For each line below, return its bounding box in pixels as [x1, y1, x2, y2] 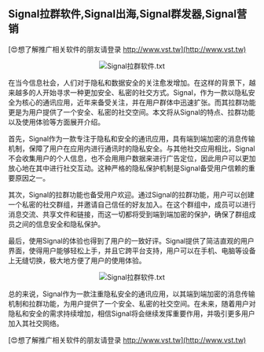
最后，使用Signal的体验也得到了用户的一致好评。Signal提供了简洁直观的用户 [8, 236, 255, 245]
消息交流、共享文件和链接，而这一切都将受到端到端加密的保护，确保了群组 [8, 209, 249, 218]
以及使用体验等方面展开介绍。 [8, 117, 104, 126]
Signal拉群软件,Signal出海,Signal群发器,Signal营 [8, 7, 247, 21]
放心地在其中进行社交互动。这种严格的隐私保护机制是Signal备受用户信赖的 [8, 163, 249, 173]
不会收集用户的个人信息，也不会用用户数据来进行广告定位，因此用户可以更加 [8, 153, 256, 163]
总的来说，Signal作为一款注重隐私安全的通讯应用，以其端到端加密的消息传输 [8, 289, 255, 299]
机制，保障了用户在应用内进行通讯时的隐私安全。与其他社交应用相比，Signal [8, 144, 255, 153]
